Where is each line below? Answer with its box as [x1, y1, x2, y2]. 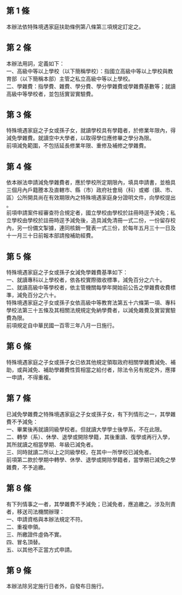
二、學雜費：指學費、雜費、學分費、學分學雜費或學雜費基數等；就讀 [6, 83, 176, 90]
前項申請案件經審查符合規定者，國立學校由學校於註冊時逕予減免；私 [6, 209, 176, 217]
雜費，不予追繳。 [6, 463, 49, 471]
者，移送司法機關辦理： [6, 508, 65, 515]
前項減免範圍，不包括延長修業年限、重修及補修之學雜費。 [6, 142, 149, 149]
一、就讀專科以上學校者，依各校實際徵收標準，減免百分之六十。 [6, 276, 165, 284]
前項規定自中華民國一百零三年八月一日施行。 [6, 322, 118, 329]
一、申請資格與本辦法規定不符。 [6, 515, 86, 523]
